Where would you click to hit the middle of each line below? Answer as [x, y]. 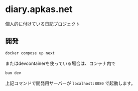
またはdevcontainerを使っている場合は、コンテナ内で [60, 63]
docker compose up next [30, 53]
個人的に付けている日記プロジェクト [43, 24]
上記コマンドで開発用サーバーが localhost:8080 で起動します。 [70, 83]
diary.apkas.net [39, 9]
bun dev [13, 73]
